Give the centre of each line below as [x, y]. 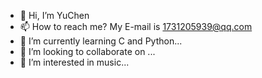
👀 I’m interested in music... [74, 62]
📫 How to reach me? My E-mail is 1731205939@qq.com [136, 26]
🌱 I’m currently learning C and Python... [101, 41]
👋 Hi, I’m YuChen [54, 15]
